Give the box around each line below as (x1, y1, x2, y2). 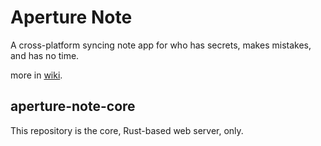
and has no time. (10, 49, 80, 61)
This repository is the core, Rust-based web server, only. (10, 124, 244, 136)
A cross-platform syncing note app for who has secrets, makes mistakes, (10, 39, 312, 51)
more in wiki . (10, 69, 63, 81)
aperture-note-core (10, 98, 136, 115)
